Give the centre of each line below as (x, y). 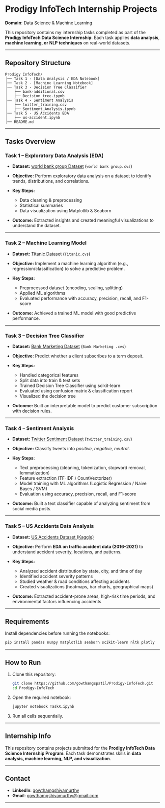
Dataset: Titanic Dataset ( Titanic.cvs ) (51, 254)
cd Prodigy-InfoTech (33, 688)
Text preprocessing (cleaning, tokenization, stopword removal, (83, 468)
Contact (18, 778)
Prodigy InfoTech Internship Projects (81, 9)
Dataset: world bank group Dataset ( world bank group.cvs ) (72, 166)
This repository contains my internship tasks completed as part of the (75, 32)
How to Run (23, 662)
